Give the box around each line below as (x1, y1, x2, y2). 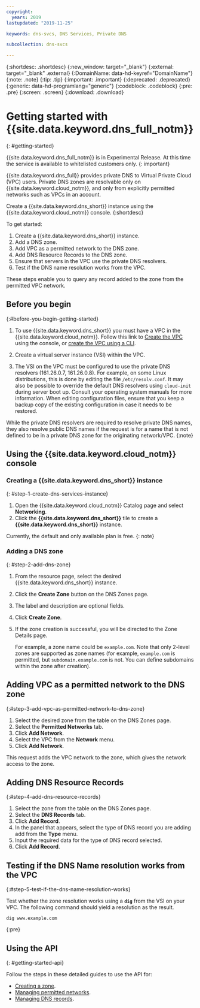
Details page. (14, 632, 48, 639)
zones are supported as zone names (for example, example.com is (14, 650, 176, 657)
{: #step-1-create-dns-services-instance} (6, 490, 109, 497)
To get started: (6, 221, 43, 228)
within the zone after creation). (14, 662, 91, 669)
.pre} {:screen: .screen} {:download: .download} (6, 89, 124, 96)
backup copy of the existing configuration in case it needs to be (14, 401, 172, 408)
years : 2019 (11, 14, 42, 20)
